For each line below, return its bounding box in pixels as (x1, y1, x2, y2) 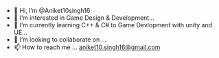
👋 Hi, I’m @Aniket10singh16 (13, 7, 91, 14)
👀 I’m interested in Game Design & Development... (13, 14, 154, 22)
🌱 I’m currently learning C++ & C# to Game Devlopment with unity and (13, 21, 213, 29)
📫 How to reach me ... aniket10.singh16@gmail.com (13, 43, 161, 51)
